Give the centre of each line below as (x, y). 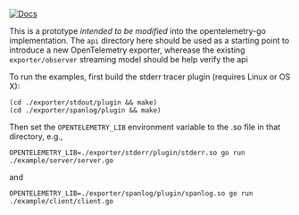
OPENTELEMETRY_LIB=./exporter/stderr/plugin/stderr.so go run (127, 153)
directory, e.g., (36, 136)
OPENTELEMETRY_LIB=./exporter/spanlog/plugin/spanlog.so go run (131, 194)
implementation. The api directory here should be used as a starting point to (149, 41)
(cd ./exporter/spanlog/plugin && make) (86, 111)
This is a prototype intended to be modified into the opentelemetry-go (137, 31)
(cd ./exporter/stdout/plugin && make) (83, 103)
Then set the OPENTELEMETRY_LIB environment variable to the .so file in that (145, 127)
